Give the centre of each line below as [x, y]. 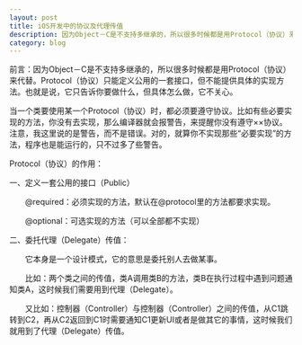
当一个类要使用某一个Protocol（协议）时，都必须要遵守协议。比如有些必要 [147, 111]
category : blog [38, 43]
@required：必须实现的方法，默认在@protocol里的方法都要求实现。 [150, 202]
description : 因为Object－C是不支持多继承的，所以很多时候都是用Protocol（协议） [149, 34]
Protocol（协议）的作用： [56, 164]
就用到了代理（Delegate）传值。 [69, 331]
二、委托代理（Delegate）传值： [69, 240]
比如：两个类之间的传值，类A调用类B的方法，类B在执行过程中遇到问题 [155, 279]
